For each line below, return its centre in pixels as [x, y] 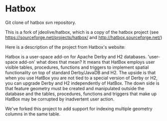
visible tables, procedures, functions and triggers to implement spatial [77, 67]
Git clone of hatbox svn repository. [41, 22]
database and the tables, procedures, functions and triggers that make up [81, 94]
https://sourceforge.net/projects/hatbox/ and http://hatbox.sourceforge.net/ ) [84, 37]
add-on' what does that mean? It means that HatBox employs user [87, 62]
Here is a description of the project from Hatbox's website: [65, 47]
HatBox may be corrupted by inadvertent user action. [60, 99]
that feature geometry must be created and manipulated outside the [75, 88]
